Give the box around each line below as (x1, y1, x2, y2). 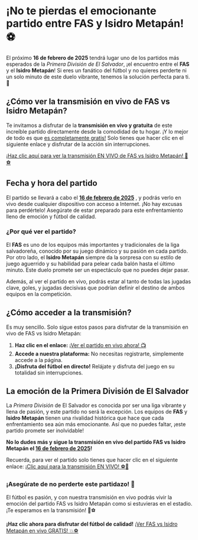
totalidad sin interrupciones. (14, 369, 83, 376)
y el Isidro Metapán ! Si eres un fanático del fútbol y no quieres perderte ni (6, 66, 187, 74)
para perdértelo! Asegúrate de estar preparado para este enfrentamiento (6, 207, 183, 214)
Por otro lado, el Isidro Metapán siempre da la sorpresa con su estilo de (6, 253, 181, 261)
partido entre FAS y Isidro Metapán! (6, 17, 184, 30)
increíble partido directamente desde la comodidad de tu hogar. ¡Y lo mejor (6, 128, 189, 135)
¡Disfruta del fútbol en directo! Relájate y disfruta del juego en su (14, 363, 175, 370)
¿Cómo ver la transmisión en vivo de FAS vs (6, 97, 170, 107)
